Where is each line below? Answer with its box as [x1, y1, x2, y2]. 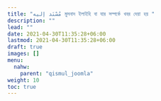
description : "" [7, 17, 55, 24]
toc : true [7, 83, 37, 90]
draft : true [7, 43, 43, 51]
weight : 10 [7, 76, 40, 84]
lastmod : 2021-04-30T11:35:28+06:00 [7, 37, 116, 44]
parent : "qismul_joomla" [20, 70, 94, 77]
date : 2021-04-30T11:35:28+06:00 [7, 30, 106, 38]
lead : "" [7, 23, 33, 31]
